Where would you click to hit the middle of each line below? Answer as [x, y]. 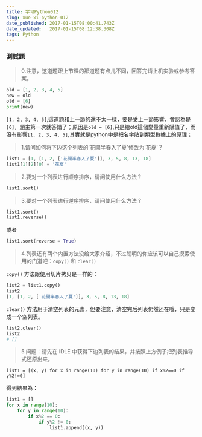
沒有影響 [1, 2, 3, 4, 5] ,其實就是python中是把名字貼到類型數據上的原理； [99, 134]
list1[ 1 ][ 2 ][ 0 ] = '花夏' [36, 164]
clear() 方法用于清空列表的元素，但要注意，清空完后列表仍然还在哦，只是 [99, 309]
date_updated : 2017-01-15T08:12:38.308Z [60, 29]
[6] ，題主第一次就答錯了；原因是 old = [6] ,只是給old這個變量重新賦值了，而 [101, 126]
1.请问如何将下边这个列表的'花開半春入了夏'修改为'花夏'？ [92, 147]
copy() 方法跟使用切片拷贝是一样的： [52, 274]
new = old [19, 96]
